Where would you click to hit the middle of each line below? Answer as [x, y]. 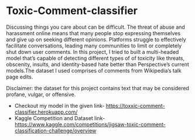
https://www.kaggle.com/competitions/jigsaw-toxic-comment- [90, 124]
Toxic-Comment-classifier [72, 11]
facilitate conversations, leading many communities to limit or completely [94, 46]
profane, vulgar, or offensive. [41, 94]
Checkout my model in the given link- [59, 105]
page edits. [20, 77]
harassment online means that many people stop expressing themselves [93, 33]
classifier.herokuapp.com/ [46, 112]
